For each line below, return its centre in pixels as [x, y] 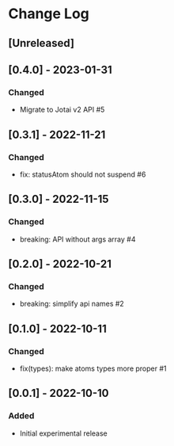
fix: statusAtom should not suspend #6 [83, 174]
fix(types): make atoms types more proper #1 [93, 368]
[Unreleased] [42, 43]
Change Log [49, 14]
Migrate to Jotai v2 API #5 [62, 110]
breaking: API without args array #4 [78, 239]
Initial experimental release [64, 433]
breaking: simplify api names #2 [72, 304]
